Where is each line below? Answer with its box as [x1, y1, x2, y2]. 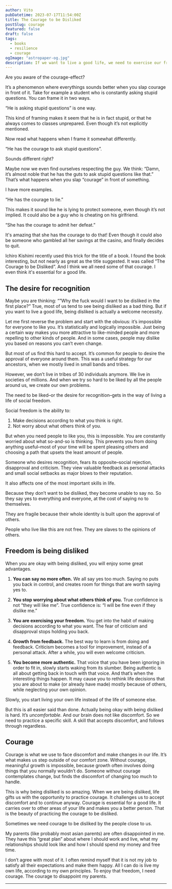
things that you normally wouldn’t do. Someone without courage [5, 768, 141, 774]
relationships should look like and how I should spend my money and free [5, 841, 160, 847]
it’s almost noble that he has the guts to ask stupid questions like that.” [5, 171, 154, 177]
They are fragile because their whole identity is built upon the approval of [5, 511, 160, 517]
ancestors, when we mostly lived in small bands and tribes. [5, 361, 130, 367]
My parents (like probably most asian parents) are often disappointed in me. [5, 830, 165, 837]
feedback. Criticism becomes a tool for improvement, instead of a [12, 643, 152, 650]
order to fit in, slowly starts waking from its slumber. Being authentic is [12, 664, 161, 671]
